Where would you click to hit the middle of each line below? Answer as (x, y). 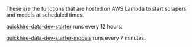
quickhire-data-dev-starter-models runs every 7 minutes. (76, 38)
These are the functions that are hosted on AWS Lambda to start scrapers (96, 9)
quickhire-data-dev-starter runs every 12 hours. (64, 26)
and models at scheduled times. (45, 15)
